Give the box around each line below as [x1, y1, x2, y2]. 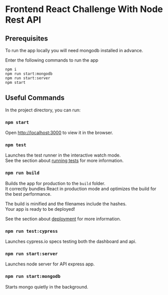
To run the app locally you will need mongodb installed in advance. [5, 48, 143, 53]
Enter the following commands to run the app [5, 57, 99, 63]
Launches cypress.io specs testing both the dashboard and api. [5, 238, 137, 244]
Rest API [5, 14, 42, 26]
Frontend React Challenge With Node [5, 4, 163, 15]
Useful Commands [5, 94, 65, 102]
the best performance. [5, 191, 52, 197]
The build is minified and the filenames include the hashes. [5, 201, 127, 207]
